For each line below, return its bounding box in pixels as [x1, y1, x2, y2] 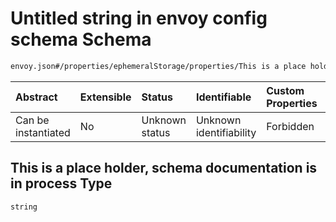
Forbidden [266, 119, 315, 133]
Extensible [79, 90, 132, 104]
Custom [266, 83, 305, 97]
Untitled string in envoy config [10, 7, 268, 30]
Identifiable [195, 90, 252, 104]
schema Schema [10, 28, 152, 51]
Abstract [15, 90, 58, 104]
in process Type [10, 175, 113, 192]
